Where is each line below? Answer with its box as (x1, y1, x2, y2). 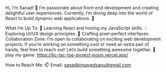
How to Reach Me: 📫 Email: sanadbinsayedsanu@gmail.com (5, 62, 132, 67)
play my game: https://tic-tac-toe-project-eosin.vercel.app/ (5, 52, 128, 57)
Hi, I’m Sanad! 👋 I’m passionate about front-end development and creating (5, 5, 159, 10)
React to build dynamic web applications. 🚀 (5, 15, 95, 21)
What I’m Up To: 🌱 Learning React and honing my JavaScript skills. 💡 (5, 25, 147, 31)
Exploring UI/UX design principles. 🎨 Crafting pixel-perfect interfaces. (5, 30, 150, 36)
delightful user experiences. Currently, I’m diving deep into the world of (5, 10, 153, 16)
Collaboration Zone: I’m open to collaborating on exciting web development (5, 36, 161, 42)
